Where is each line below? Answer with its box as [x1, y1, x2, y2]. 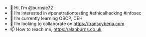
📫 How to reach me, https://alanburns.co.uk [9, 26, 102, 32]
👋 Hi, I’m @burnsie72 [9, 5, 53, 10]
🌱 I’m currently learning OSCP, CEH [9, 15, 83, 21]
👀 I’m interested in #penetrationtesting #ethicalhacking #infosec [9, 10, 142, 16]
